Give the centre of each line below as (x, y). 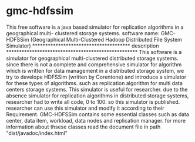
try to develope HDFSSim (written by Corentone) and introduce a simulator (96, 77)
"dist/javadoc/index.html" (37, 133)
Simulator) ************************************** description (83, 46)
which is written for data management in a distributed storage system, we (95, 70)
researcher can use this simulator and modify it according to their (85, 108)
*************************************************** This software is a (94, 52)
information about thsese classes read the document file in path (83, 127)
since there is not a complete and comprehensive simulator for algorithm (94, 64)
